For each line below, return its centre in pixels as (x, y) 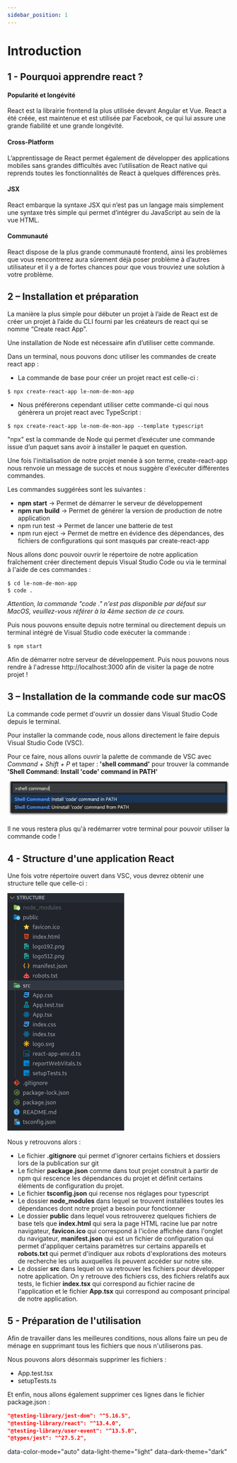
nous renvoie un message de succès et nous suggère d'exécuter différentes (118, 468)
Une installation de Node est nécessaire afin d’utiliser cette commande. (111, 342)
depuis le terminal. (34, 721)
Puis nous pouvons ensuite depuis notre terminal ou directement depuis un (117, 624)
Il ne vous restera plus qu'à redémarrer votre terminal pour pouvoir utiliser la (118, 829)
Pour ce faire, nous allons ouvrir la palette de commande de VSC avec (110, 756)
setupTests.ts (37, 1380)
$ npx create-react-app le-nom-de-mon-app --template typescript (105, 426)
